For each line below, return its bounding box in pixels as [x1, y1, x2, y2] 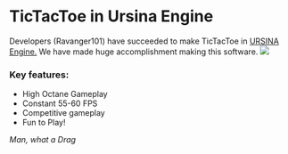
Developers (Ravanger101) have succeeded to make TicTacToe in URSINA [9, 36, 279, 46]
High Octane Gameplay [21, 89, 109, 100]
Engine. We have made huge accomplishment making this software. [9, 46, 259, 57]
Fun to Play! [21, 118, 66, 128]
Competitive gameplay [21, 108, 105, 118]
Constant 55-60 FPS [21, 98, 98, 109]
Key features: [9, 69, 70, 81]
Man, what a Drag [9, 134, 77, 145]
